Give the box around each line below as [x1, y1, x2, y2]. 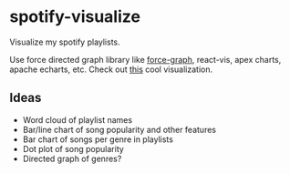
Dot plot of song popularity [22, 143, 125, 154]
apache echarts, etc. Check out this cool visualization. [9, 64, 212, 75]
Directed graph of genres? [22, 153, 122, 164]
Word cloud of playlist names [22, 114, 133, 125]
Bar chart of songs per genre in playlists [22, 134, 173, 145]
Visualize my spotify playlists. [9, 36, 120, 47]
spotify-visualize [9, 6, 141, 27]
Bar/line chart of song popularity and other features [22, 124, 217, 135]
